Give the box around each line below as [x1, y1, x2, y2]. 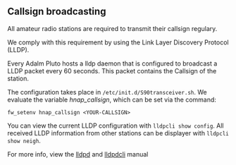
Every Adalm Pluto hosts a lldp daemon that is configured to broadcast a [7, 59, 218, 68]
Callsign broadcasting [7, 6, 106, 18]
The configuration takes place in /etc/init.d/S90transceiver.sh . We [7, 87, 207, 96]
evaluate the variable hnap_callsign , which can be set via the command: [7, 95, 217, 104]
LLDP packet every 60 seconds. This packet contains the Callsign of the [7, 66, 217, 75]
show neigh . [7, 136, 41, 145]
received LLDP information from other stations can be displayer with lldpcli [7, 128, 229, 137]
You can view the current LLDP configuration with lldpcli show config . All [7, 121, 224, 130]
